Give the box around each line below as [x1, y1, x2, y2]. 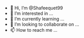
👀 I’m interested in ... [10, 10, 53, 16]
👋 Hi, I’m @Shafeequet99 [10, 5, 63, 11]
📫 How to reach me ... [10, 27, 58, 33]
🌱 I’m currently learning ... [10, 16, 65, 22]
